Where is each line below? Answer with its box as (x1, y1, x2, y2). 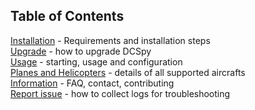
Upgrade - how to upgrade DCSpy (10, 45, 152, 57)
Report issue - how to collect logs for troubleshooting (10, 87, 231, 99)
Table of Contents (10, 8, 125, 25)
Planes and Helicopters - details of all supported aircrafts (10, 66, 246, 78)
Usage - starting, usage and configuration (10, 55, 183, 68)
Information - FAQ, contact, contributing (10, 77, 175, 89)
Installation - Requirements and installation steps (10, 34, 211, 46)
